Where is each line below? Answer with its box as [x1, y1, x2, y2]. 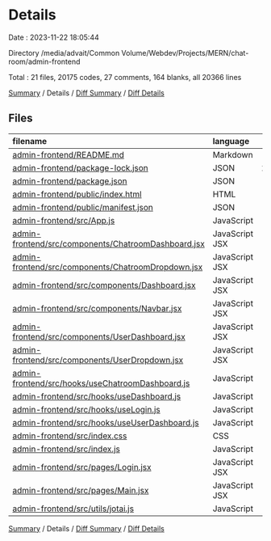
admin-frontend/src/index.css [12, 430, 127, 442]
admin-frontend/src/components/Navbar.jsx [12, 302, 182, 314]
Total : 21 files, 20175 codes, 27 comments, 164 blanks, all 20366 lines [8, 72, 242, 82]
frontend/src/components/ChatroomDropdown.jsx [12, 261, 203, 273]
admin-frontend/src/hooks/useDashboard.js [12, 391, 181, 402]
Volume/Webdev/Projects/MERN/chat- [121, 48, 249, 57]
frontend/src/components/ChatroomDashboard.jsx [12, 238, 206, 249]
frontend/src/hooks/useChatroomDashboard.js [12, 378, 190, 389]
